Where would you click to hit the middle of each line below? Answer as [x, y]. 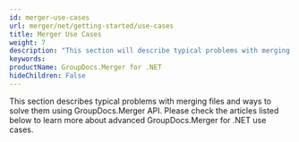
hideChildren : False [48, 76]
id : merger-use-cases [50, 17]
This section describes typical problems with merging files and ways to [140, 101]
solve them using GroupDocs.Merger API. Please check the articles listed [144, 110]
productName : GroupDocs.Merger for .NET [86, 68]
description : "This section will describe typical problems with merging [150, 51]
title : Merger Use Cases [56, 34]
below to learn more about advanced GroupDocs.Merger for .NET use [138, 120]
